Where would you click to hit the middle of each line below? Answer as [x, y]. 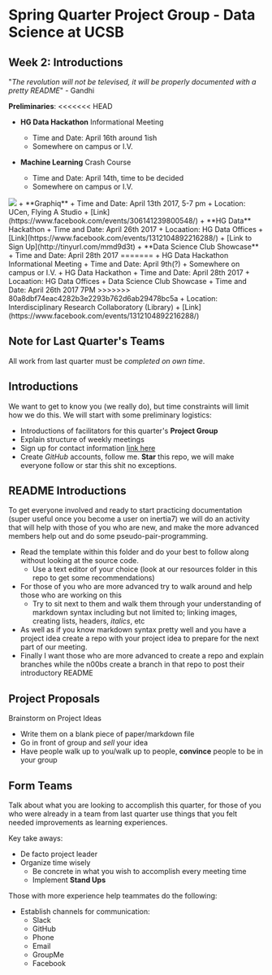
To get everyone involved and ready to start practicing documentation [125, 510]
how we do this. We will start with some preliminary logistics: [110, 415]
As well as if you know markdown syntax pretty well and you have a [133, 630]
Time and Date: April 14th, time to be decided [108, 178]
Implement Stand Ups [69, 880]
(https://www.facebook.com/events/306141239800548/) [104, 221]
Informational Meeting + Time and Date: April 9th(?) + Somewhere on [124, 264]
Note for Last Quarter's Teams [86, 341]
